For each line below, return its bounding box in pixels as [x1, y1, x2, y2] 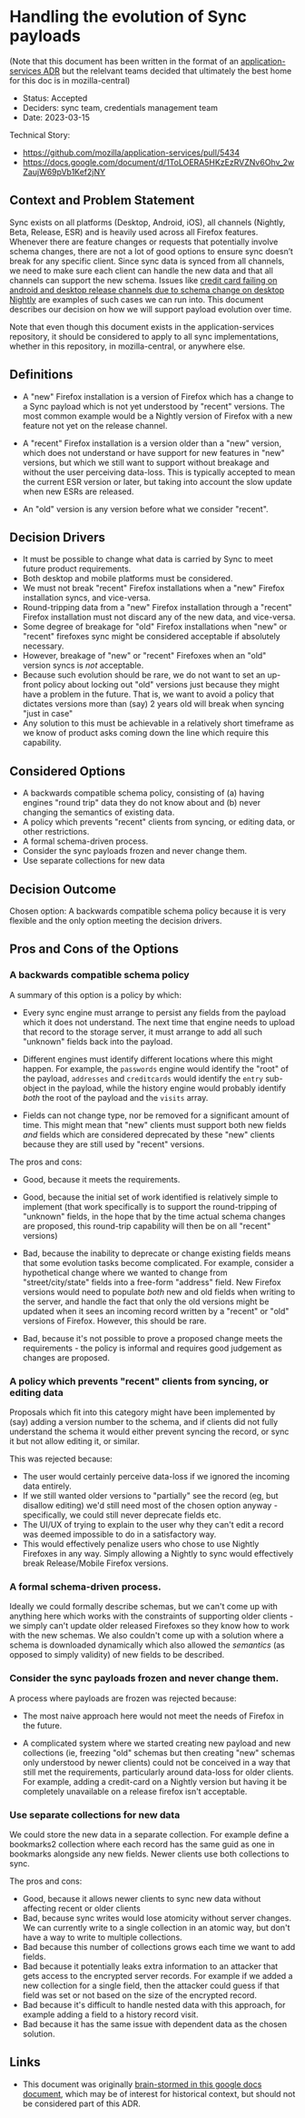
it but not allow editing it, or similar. [9, 1435, 141, 1446]
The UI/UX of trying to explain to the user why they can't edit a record [22, 1519, 284, 1529]
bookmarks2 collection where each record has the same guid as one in [9, 1838, 275, 1849]
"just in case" [22, 708, 74, 719]
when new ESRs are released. [22, 486, 134, 497]
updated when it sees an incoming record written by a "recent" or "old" [22, 1305, 290, 1316]
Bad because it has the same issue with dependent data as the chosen [22, 2018, 288, 2029]
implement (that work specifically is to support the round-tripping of [22, 1201, 278, 1212]
